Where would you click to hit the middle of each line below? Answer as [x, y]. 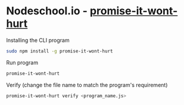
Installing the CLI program [38, 40]
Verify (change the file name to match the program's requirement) [87, 85]
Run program [22, 62]
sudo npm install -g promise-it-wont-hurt [60, 51]
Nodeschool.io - [47, 11]
